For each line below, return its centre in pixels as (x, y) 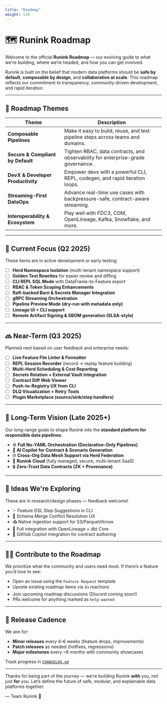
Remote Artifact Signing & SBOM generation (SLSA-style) (73, 315)
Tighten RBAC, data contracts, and (105, 152)
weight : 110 (17, 14)
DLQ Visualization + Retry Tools (46, 391)
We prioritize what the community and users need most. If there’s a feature (82, 566)
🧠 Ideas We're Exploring (43, 489)
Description (112, 123)
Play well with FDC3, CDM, (95, 213)
